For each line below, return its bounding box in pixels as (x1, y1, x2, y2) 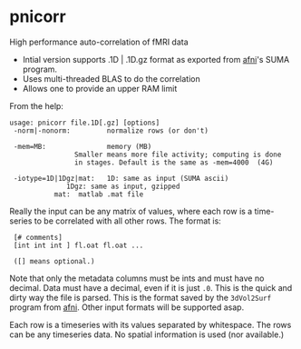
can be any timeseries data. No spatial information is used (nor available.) (9, 329, 285, 340)
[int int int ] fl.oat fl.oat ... (13, 241, 144, 250)
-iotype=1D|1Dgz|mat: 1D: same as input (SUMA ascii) (13, 174, 229, 183)
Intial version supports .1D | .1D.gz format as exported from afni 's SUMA (22, 54, 290, 65)
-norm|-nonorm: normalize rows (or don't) (13, 125, 209, 135)
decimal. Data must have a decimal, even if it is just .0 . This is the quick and (9, 282, 293, 293)
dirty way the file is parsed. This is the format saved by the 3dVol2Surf (9, 292, 272, 303)
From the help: (9, 100, 63, 111)
